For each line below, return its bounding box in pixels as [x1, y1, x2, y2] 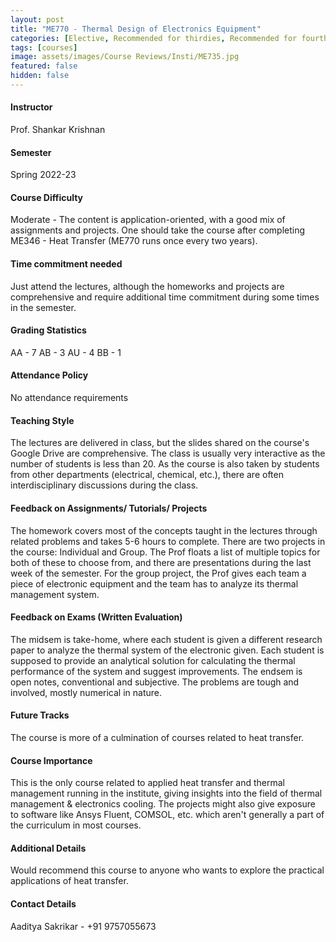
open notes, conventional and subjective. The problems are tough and [10, 676, 300, 688]
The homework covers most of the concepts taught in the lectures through [10, 524, 318, 536]
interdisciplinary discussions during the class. [10, 479, 199, 491]
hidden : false [10, 71, 70, 81]
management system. [10, 588, 100, 600]
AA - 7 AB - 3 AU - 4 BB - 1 [10, 346, 122, 358]
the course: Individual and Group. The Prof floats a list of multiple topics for [10, 546, 321, 558]
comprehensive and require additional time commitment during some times [10, 291, 320, 303]
